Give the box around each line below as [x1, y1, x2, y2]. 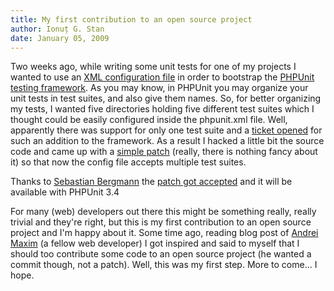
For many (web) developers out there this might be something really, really [10, 206, 317, 218]
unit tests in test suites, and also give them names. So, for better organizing [10, 92, 322, 105]
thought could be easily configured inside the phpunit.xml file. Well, [10, 114, 288, 126]
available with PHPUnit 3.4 [10, 186, 120, 198]
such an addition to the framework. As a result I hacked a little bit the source [10, 135, 325, 147]
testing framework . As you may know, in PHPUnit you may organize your [10, 82, 309, 94]
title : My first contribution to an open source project [10, 14, 253, 25]
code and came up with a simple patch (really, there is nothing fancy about [10, 146, 318, 158]
